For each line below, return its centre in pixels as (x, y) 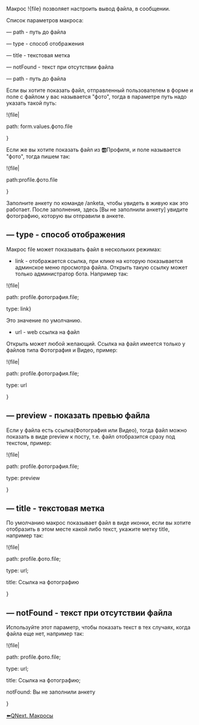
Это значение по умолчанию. (44, 320)
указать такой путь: (32, 103)
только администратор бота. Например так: (72, 274)
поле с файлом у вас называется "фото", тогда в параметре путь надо (96, 97)
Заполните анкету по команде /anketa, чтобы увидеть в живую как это (97, 203)
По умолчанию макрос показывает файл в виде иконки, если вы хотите (99, 523)
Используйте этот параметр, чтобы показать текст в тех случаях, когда (98, 628)
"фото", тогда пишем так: (38, 156)
